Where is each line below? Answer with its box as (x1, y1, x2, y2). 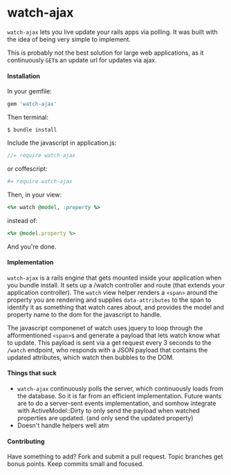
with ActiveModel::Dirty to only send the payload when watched (17, 406, 201, 415)
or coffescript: (7, 164, 48, 172)
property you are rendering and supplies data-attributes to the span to (7, 296, 212, 304)
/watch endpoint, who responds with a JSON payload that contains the (7, 346, 208, 354)
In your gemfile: (7, 87, 52, 96)
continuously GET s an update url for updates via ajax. (7, 55, 157, 64)
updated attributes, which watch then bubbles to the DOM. (7, 353, 174, 361)
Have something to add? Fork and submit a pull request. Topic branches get (7, 452, 223, 461)
